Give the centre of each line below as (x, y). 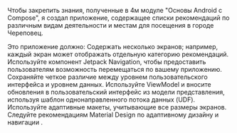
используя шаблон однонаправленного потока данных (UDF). (101, 100)
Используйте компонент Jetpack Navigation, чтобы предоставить (107, 62)
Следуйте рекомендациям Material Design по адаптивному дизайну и (113, 115)
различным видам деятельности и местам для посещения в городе (111, 25)
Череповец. (25, 33)
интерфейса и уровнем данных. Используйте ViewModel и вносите (109, 84)
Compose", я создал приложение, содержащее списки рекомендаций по (118, 18)
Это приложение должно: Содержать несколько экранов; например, (113, 47)
